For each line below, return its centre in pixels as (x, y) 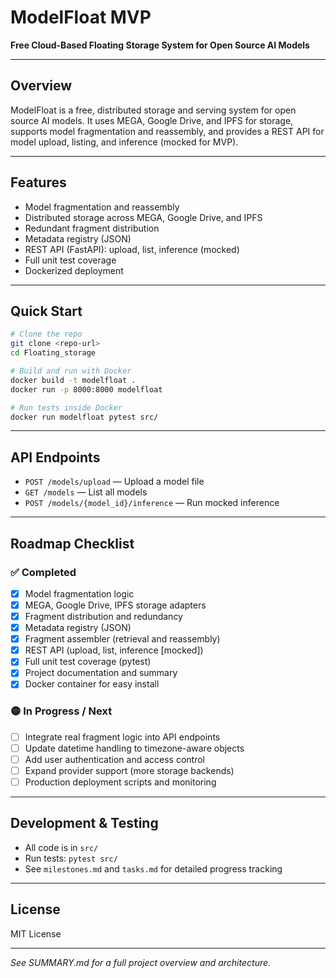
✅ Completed (43, 572)
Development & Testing (84, 823)
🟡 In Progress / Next (61, 711)
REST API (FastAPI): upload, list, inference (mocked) (132, 249)
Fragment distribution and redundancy (103, 616)
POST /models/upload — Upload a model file (114, 482)
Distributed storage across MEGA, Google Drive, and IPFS (143, 217)
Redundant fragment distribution (92, 228)
